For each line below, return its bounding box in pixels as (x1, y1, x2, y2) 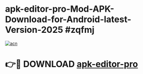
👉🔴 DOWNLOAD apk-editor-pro (5, 59, 138, 70)
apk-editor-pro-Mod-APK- (5, 3, 115, 15)
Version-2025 (5, 25, 64, 35)
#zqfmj (65, 25, 95, 35)
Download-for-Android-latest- (5, 14, 131, 25)
